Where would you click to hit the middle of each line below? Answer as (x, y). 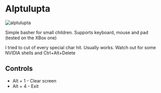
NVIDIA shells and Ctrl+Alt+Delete (40, 53)
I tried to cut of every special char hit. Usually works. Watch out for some (81, 47)
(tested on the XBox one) (31, 38)
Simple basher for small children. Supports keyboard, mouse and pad (77, 32)
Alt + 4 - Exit (26, 86)
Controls (19, 69)
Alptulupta (28, 9)
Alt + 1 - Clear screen (34, 80)
